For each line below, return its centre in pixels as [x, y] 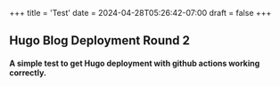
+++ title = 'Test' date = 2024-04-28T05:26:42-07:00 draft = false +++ [140, 13]
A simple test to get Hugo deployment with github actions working [135, 63]
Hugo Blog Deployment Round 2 [99, 40]
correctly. [28, 72]
